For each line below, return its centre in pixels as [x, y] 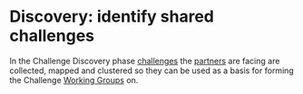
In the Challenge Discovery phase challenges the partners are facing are [145, 61]
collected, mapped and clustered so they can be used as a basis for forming [152, 70]
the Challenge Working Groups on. [74, 80]
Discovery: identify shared [112, 17]
